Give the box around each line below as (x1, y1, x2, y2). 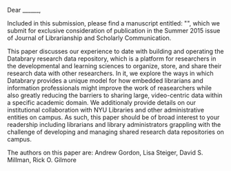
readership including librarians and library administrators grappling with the (7, 121, 221, 128)
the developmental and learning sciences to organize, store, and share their (7, 62, 222, 70)
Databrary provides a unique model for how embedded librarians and (7, 77, 203, 85)
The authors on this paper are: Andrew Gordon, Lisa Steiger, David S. (7, 148, 203, 157)
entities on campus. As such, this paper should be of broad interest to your (7, 113, 220, 121)
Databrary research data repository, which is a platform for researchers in (7, 54, 217, 63)
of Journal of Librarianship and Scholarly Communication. (7, 34, 172, 42)
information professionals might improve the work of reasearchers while (7, 84, 212, 92)
